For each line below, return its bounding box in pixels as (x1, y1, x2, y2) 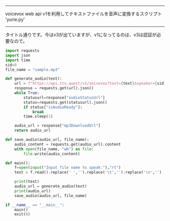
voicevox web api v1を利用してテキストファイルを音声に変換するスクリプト (5, 11, 162, 17)
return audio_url (14, 128, 51, 133)
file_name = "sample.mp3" (5, 67, 60, 72)
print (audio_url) (14, 188, 51, 194)
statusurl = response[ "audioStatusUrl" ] (23, 95, 105, 100)
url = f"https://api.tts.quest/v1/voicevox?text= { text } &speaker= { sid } (14, 81, 166, 86)
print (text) (14, 179, 39, 184)
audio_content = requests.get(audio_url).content (14, 142, 121, 147)
